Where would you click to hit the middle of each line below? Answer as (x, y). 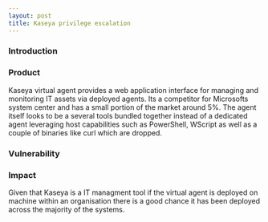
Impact (22, 175)
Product (24, 73)
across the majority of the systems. (67, 209)
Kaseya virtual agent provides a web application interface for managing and (134, 90)
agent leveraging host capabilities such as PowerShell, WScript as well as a (133, 124)
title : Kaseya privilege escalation (69, 23)
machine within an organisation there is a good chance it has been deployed (134, 200)
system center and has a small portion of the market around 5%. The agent (132, 107)
